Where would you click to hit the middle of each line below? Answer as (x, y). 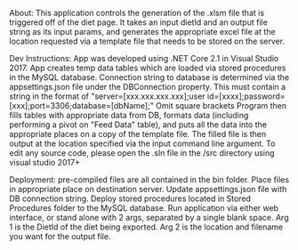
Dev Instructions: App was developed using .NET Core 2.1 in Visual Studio (144, 58)
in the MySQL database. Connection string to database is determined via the (149, 77)
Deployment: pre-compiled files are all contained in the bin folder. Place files (149, 180)
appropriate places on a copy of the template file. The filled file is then (138, 134)
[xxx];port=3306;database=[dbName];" (81, 105)
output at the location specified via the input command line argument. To (142, 143)
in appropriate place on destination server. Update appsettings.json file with (148, 189)
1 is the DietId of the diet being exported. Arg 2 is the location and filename (146, 227)
